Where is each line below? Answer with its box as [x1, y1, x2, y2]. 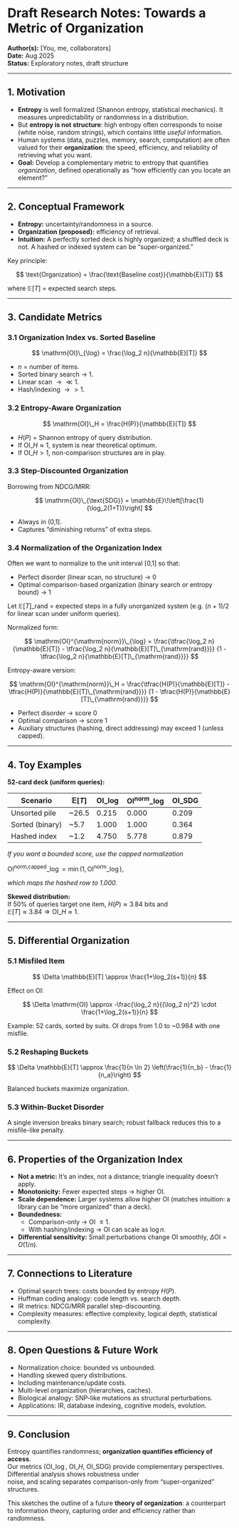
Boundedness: [17, 1210, 63, 1219]
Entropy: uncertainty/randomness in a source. [17, 220, 154, 228]
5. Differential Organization [7, 935, 130, 947]
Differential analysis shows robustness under [7, 1470, 139, 1479]
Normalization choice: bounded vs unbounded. [17, 1363, 156, 1372]
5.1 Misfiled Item [7, 956, 65, 966]
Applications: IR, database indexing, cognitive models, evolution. [17, 1401, 207, 1410]
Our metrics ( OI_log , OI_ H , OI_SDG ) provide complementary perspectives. [7, 1462, 225, 1471]
